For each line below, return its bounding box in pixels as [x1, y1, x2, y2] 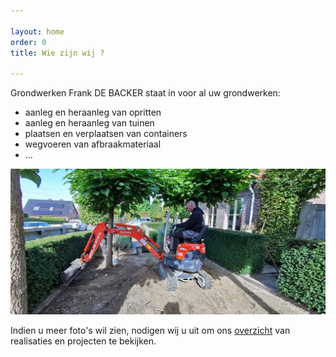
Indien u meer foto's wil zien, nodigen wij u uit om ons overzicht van [10, 325, 291, 337]
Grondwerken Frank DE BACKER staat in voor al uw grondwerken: [10, 87, 281, 99]
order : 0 [10, 37, 47, 47]
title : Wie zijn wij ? [10, 48, 105, 58]
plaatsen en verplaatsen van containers [24, 128, 188, 140]
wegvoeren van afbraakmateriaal [24, 138, 162, 150]
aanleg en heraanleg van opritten [24, 106, 162, 119]
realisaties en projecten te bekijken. [10, 335, 157, 347]
